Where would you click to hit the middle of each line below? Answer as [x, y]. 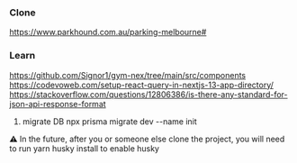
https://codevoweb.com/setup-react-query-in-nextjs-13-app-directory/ [142, 85]
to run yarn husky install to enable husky [85, 148]
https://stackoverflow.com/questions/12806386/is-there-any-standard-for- [148, 94]
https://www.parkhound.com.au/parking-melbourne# [108, 32]
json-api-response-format [58, 104]
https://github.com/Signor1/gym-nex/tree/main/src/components [127, 75]
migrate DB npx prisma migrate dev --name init [110, 121]
